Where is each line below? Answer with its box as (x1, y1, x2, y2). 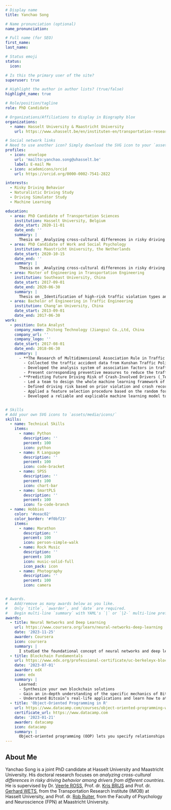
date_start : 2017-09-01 (14, 280, 65, 285)
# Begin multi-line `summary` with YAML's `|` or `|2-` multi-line (5, 611, 156, 616)
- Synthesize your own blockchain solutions (18, 687, 115, 692)
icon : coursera (14, 639, 47, 644)
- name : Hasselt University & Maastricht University (10, 124, 124, 129)
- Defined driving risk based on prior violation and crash (23, 384, 154, 389)
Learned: (18, 681, 38, 687)
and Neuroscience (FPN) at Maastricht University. (5, 799, 109, 805)
